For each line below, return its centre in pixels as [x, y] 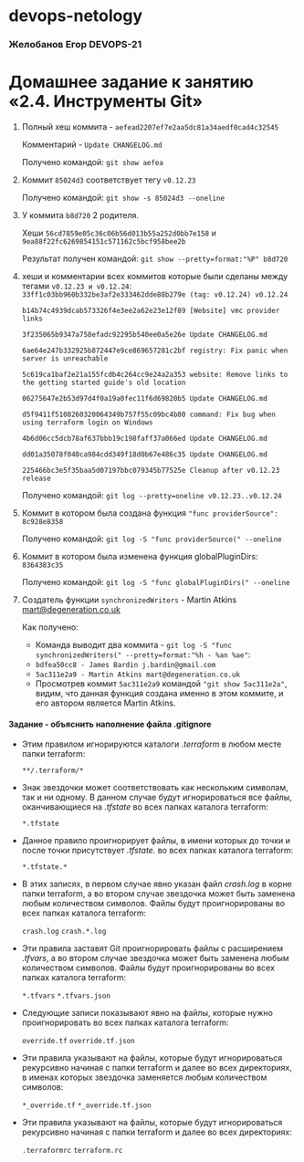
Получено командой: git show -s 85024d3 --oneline [123, 198]
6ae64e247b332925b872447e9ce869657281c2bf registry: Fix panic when [155, 351]
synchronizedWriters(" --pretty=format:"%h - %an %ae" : [143, 654]
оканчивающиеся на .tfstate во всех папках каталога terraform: [145, 807]
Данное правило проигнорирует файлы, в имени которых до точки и [156, 841]
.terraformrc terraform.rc [72, 1151]
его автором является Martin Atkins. [105, 703]
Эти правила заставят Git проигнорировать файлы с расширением [152, 948]
